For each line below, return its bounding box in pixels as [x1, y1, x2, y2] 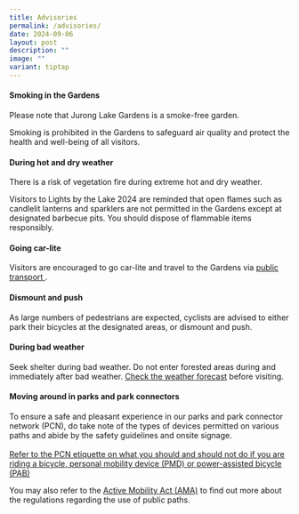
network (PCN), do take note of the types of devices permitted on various [9, 421, 279, 431]
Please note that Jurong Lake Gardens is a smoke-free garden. [9, 110, 240, 121]
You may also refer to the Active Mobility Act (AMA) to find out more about [9, 486, 282, 496]
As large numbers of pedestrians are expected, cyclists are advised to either [9, 312, 289, 323]
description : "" [9, 46, 69, 55]
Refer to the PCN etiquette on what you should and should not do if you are [9, 449, 285, 460]
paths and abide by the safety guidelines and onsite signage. [9, 430, 233, 441]
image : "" [9, 54, 46, 63]
